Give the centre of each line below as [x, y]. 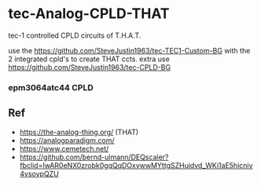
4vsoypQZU [39, 173]
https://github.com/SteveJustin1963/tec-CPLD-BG [90, 67]
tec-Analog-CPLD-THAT [89, 14]
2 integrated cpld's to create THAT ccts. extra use [89, 59]
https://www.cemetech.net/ [64, 148]
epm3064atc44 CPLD [51, 87]
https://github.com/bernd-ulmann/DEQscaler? [94, 157]
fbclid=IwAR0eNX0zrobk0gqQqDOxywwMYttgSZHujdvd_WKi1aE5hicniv [136, 165]
